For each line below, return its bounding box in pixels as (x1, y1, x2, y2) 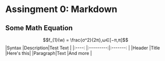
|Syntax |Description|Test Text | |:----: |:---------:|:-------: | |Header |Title (5, 45, 160, 51)
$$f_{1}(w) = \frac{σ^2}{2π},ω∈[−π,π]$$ (43, 37, 128, 43)
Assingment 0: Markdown (5, 4, 118, 15)
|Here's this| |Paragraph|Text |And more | (5, 50, 92, 56)
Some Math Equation (5, 24, 73, 32)
